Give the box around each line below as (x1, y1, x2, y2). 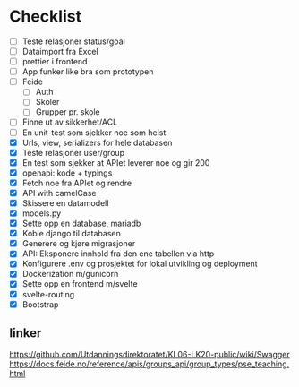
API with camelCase (21, 187, 97, 198)
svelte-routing (21, 288, 75, 299)
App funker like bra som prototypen (21, 66, 154, 77)
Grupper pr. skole (35, 107, 100, 117)
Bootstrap (21, 298, 59, 310)
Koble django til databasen (21, 228, 121, 239)
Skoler (35, 97, 60, 107)
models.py (21, 208, 62, 219)
